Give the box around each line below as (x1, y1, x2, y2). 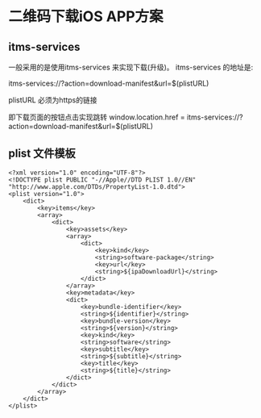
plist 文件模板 (8, 147, 77, 161)
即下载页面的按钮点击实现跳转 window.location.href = (8, 112, 185, 122)
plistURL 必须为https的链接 (8, 95, 98, 105)
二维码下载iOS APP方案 (8, 7, 164, 26)
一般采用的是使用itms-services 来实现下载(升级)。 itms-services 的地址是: (8, 62, 254, 72)
